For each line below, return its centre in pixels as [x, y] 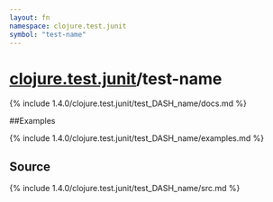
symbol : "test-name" [48, 34]
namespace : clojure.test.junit [68, 26]
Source [30, 167]
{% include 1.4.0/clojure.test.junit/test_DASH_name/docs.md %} [128, 103]
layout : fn [30, 18]
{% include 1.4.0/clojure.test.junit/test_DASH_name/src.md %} [125, 189]
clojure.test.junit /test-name [116, 79]
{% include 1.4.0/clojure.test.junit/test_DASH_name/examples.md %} [136, 138]
